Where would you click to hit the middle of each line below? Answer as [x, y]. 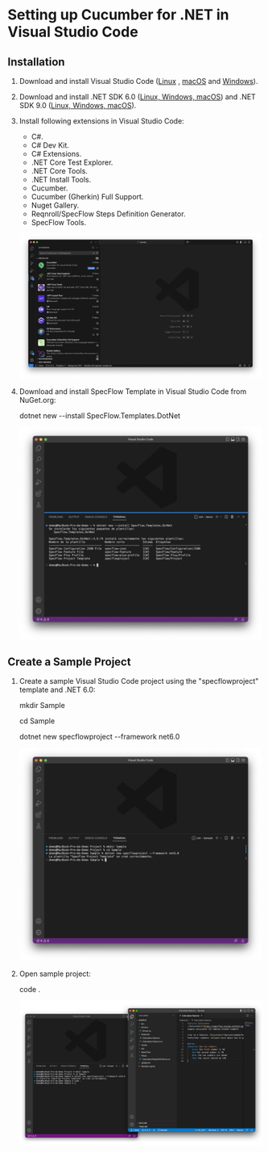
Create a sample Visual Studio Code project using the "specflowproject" [139, 681]
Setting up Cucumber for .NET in [119, 15]
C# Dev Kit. [50, 145]
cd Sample [37, 721]
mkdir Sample [42, 706]
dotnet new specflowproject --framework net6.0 [99, 737]
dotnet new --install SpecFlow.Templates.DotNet [100, 415]
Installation [36, 62]
